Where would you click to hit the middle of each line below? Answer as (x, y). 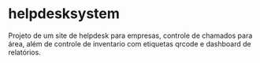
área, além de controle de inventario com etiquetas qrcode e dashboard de (130, 43)
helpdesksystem (64, 14)
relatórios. (24, 52)
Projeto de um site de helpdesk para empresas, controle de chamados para (130, 35)
